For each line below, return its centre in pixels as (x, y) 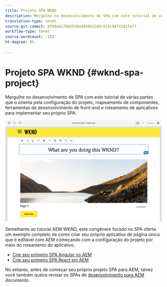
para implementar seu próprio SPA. (41, 113)
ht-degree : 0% (20, 42)
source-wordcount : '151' (31, 37)
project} (22, 83)
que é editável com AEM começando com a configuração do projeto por (79, 240)
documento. (17, 280)
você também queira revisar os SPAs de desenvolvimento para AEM (75, 275)
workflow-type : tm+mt (28, 32)
